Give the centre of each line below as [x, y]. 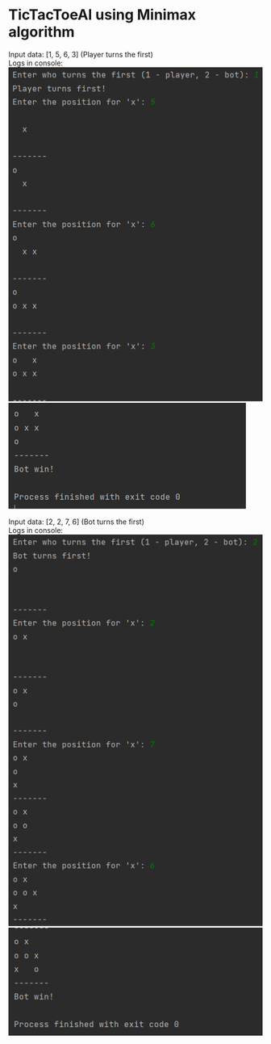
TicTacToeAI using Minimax [102, 15]
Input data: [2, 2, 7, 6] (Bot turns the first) [77, 522]
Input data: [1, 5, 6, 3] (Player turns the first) [81, 54]
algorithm [42, 32]
